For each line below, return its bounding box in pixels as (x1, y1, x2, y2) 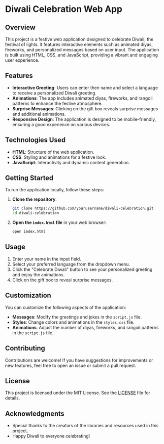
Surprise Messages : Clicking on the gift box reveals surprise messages (12, 105, 159, 112)
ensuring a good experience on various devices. (12, 121, 111, 127)
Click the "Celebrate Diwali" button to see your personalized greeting (12, 266, 153, 272)
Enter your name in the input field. (12, 256, 81, 262)
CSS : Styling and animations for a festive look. (12, 154, 107, 160)
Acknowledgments (5, 409, 65, 418)
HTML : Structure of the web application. (12, 149, 95, 155)
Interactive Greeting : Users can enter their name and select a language (12, 85, 158, 90)
